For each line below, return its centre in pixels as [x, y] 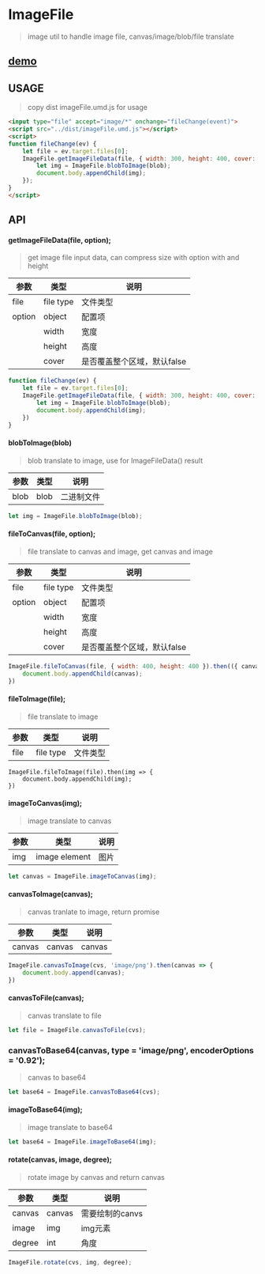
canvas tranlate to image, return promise [93, 912]
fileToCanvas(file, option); [52, 534]
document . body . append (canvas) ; [74, 973]
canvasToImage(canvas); [50, 894]
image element [63, 856]
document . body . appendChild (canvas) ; [83, 674]
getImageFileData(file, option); [60, 240]
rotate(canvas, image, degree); [60, 1159]
